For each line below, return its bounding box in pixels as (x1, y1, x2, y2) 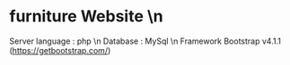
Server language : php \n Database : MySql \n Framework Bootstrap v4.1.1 (9, 36, 281, 46)
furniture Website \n (9, 6, 163, 27)
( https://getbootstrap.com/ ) (9, 45, 111, 55)
